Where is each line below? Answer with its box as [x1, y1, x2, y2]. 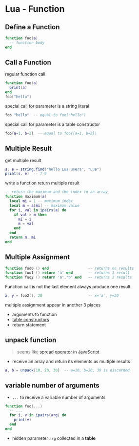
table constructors [12, 317, 50, 323]
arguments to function [12, 311, 57, 318]
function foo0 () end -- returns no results [5, 266, 134, 271]
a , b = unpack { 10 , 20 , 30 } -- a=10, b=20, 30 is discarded [5, 367, 130, 373]
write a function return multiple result [5, 180, 79, 186]
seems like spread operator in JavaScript [17, 349, 100, 355]
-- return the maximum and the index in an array [5, 189, 108, 195]
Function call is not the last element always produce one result [5, 284, 131, 290]
